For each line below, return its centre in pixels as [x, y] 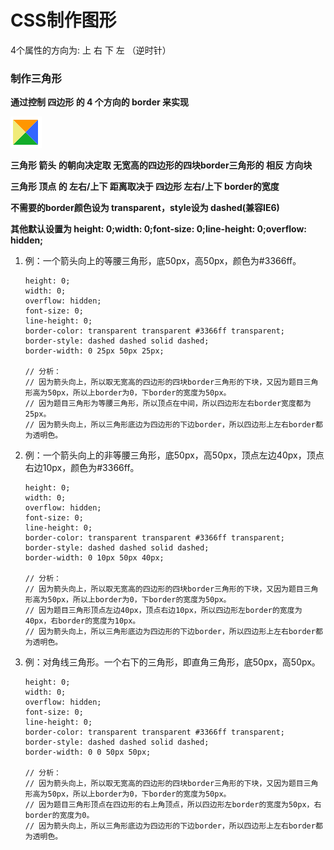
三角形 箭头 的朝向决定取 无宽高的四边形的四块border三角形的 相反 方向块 [161, 165]
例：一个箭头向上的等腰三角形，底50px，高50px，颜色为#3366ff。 [163, 261]
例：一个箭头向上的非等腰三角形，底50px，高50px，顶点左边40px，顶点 [174, 455]
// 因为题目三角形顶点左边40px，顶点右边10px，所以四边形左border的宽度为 [163, 611]
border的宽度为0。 [59, 816]
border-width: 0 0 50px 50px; [88, 752]
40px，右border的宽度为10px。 [82, 621]
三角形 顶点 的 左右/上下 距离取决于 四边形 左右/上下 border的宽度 [145, 187]
